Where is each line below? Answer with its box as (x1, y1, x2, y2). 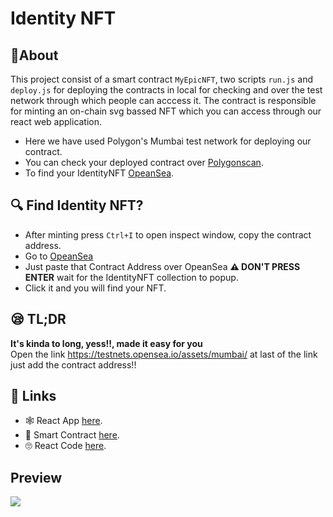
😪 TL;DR (10, 311, 67, 328)
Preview (10, 469, 63, 486)
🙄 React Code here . (24, 440, 107, 452)
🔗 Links (10, 388, 57, 405)
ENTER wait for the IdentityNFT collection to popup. (24, 271, 239, 283)
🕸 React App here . (24, 415, 103, 427)
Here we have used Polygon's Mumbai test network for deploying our (24, 135, 312, 147)
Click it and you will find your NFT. (24, 282, 167, 294)
